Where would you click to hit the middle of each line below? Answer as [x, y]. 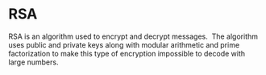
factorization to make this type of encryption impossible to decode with [127, 53]
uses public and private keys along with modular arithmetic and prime [124, 44]
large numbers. [33, 62]
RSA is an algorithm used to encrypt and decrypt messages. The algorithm [133, 36]
